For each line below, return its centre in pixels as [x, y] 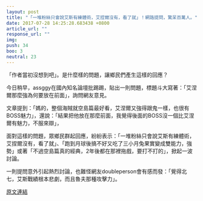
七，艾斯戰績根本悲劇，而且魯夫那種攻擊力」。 [63, 179]
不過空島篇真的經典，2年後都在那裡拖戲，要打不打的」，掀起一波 [112, 151]
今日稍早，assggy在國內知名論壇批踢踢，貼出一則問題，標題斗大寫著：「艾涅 [101, 88]
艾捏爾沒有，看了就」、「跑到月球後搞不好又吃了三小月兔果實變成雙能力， [96, 143]
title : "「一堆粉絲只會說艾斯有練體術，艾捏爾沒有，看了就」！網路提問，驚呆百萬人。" [102, 18]
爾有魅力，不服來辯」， [34, 123]
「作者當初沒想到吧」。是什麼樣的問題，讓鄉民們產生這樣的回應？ [87, 75]
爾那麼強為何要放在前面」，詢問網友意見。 [58, 95]
